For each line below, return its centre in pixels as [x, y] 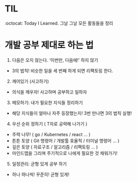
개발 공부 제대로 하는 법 [49, 45]
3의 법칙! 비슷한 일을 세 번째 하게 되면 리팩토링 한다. [62, 70]
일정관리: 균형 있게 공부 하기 [39, 163]
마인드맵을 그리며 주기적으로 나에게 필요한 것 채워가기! [65, 153]
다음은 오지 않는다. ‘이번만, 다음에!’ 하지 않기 [55, 60]
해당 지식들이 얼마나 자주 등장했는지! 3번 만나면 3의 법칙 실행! [72, 113]
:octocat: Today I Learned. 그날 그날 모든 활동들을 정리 [59, 23]
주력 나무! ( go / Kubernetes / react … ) [51, 134]
